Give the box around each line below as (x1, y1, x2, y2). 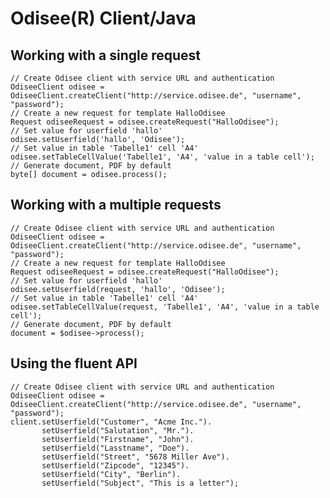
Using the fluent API (10, 355, 138, 372)
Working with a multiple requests (10, 197, 222, 214)
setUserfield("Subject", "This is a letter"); (41, 478, 240, 488)
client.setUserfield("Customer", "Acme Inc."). (10, 417, 213, 427)
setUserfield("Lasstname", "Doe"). (41, 443, 190, 453)
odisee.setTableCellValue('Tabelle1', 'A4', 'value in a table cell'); (10, 152, 315, 162)
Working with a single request (10, 47, 201, 64)
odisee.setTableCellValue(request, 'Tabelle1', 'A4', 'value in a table (10, 302, 320, 312)
